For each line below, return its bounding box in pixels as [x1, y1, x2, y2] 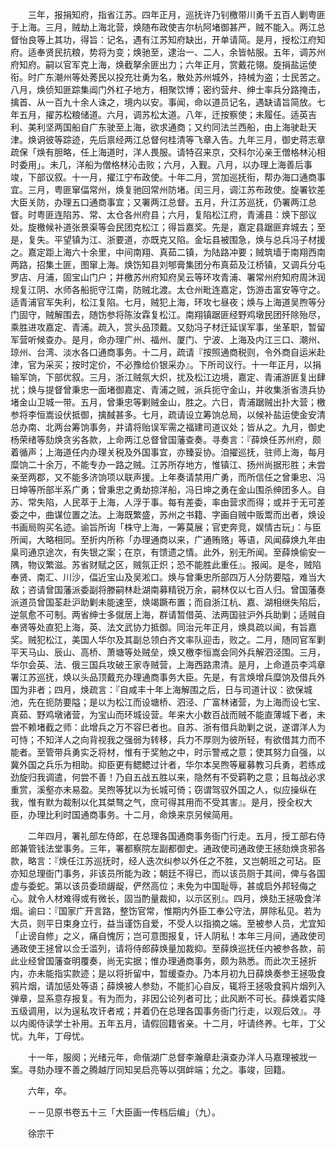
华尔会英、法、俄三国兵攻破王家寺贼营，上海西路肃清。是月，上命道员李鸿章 [10, 659, 326, 670]
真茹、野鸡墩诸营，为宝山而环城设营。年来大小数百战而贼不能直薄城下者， [10, 709, 317, 720]
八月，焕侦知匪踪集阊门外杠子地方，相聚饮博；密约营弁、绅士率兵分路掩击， [10, 84, 326, 95]
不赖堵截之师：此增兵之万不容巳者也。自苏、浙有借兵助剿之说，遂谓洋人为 [18, 721, 326, 733]
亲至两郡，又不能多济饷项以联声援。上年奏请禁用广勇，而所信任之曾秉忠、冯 [10, 471, 326, 483]
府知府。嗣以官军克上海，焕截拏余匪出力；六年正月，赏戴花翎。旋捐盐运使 [10, 59, 317, 70]
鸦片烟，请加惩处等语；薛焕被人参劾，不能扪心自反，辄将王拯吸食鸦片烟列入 [10, 980, 326, 992]
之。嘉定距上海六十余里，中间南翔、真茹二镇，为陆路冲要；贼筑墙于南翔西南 [10, 246, 326, 258]
